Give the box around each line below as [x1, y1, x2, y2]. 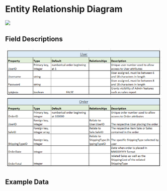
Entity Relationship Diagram [5, 3, 123, 15]
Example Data [5, 178, 49, 186]
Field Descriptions [5, 35, 63, 43]
